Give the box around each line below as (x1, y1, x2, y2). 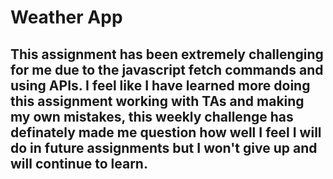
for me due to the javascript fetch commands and (10, 61, 324, 78)
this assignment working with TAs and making (10, 92, 305, 110)
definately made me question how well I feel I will (10, 124, 322, 141)
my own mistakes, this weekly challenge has (10, 108, 294, 125)
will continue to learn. (10, 155, 148, 172)
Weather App (10, 6, 123, 29)
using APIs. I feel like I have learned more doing (10, 77, 311, 94)
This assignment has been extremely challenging (10, 46, 324, 63)
